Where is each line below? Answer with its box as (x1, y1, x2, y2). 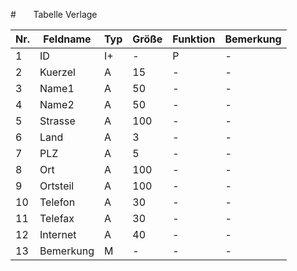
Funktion (172, 32, 216, 46)
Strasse (39, 114, 76, 128)
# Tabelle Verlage (10, 9, 98, 20)
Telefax (39, 212, 75, 225)
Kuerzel (39, 65, 76, 79)
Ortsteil (39, 179, 75, 193)
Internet (39, 228, 77, 241)
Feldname (43, 32, 92, 46)
